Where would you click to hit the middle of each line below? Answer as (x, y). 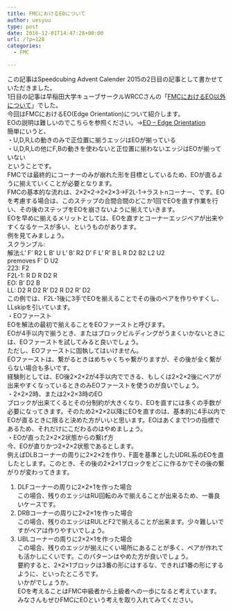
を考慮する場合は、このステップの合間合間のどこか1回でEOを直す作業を (110, 200)
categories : (24, 46)
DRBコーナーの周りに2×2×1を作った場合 (75, 513)
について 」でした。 (35, 105)
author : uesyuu (29, 20)
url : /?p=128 (26, 40)
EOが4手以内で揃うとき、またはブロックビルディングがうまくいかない (107, 333)
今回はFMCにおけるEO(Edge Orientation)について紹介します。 (96, 114)
